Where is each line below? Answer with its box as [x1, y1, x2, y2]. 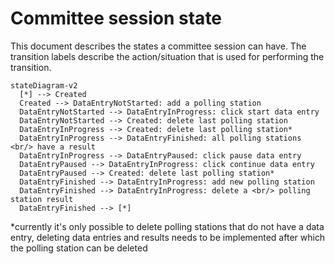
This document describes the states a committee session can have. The [10, 40, 307, 52]
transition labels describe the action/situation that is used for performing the [10, 50, 325, 62]
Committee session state [10, 7, 223, 30]
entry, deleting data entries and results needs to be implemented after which [10, 231, 326, 243]
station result [10, 194, 74, 204]
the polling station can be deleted [10, 242, 148, 254]
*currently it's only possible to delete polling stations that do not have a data [10, 220, 325, 232]
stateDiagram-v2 [10, 80, 78, 91]
